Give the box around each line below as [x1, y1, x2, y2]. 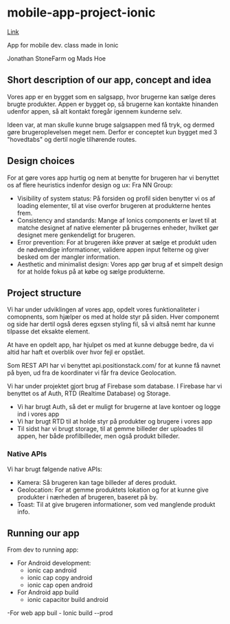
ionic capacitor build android [27, 596, 108, 604]
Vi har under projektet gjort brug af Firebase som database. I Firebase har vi [7, 382, 222, 391]
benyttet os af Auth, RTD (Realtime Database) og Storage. [7, 389, 171, 397]
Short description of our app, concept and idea [7, 74, 211, 86]
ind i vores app [16, 410, 60, 418]
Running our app [7, 528, 80, 539]
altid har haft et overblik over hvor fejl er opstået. [7, 348, 146, 356]
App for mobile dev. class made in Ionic [7, 41, 119, 49]
